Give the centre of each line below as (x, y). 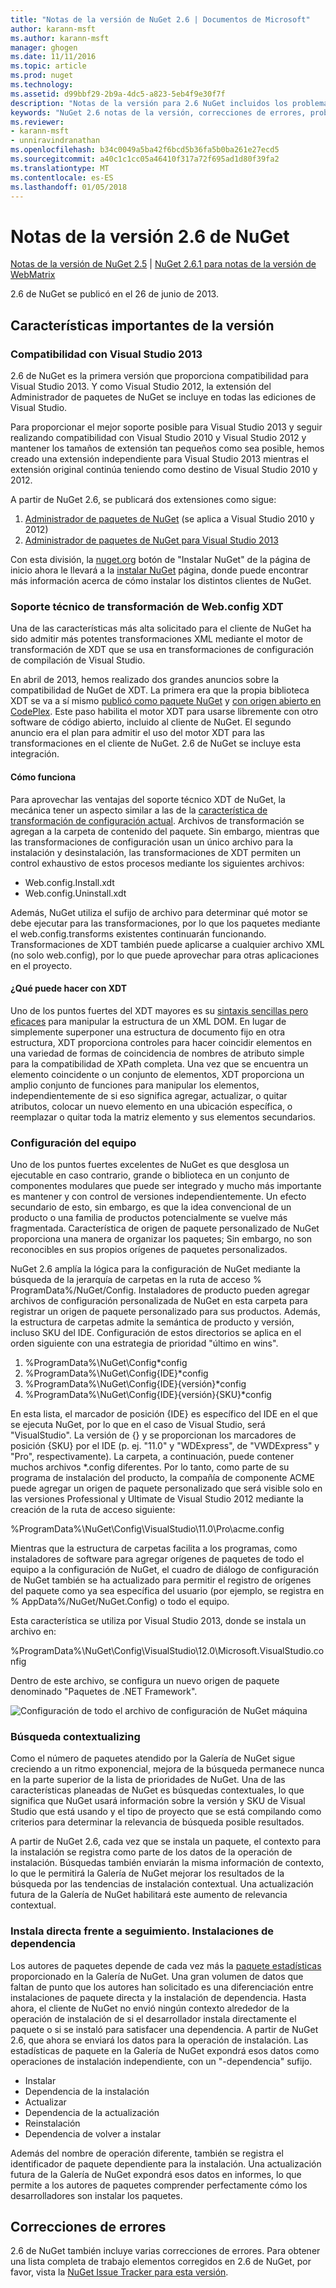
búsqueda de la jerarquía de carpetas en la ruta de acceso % (136, 1279)
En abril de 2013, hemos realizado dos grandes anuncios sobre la (145, 680)
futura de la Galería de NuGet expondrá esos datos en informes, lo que (156, 2174)
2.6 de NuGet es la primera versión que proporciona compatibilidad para (159, 375)
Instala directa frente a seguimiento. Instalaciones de (142, 1931)
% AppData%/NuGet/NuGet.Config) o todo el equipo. (120, 1601)
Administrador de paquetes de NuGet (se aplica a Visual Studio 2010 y (169, 519)
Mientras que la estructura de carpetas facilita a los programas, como (154, 1548)
